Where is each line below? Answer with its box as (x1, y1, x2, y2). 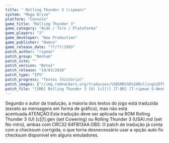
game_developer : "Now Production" (5, 35, 78, 40)
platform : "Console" (5, 16, 49, 21)
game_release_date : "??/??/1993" (5, 44, 75, 49)
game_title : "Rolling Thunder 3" (5, 21, 75, 26)
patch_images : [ (5, 81, 39, 86)
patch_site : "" (5, 58, 37, 63)
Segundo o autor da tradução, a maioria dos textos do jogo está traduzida (5, 100, 158, 106)
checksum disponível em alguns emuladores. (5, 132, 99, 138)
